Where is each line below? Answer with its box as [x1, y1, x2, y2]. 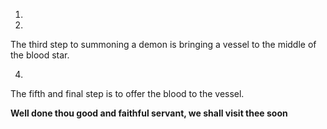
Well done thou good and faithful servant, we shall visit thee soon [10, 107, 288, 119]
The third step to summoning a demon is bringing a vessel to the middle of [10, 39, 317, 50]
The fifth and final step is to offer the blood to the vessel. [10, 88, 245, 99]
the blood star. [10, 49, 70, 61]
